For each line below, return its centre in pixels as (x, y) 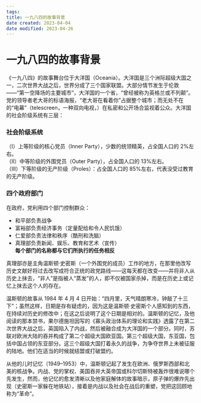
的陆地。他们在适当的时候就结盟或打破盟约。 (61, 351)
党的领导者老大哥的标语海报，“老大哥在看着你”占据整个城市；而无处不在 (95, 100)
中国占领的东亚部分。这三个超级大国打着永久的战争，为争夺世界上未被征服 (103, 343)
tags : (13, 12)
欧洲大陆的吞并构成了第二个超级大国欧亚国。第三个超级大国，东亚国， (103, 336)
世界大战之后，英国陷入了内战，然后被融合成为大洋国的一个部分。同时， (100, 328)
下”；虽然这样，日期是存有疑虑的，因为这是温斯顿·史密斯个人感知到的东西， (100, 306)
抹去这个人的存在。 (40, 285)
